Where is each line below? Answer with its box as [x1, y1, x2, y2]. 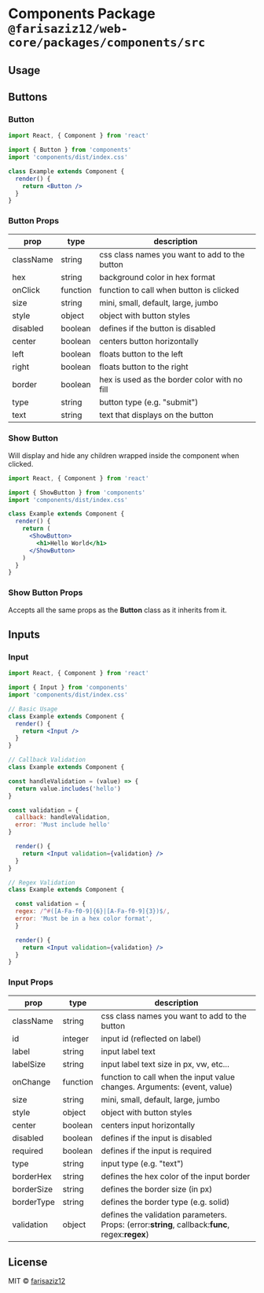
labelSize [12, 1058, 46, 1069]
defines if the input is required [101, 1145, 212, 1156]
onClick [12, 284, 41, 295]
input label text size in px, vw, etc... [101, 1058, 229, 1069]
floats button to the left [99, 348, 183, 359]
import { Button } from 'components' [8, 146, 132, 154]
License [8, 1256, 48, 1269]
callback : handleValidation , [15, 814, 111, 822]
